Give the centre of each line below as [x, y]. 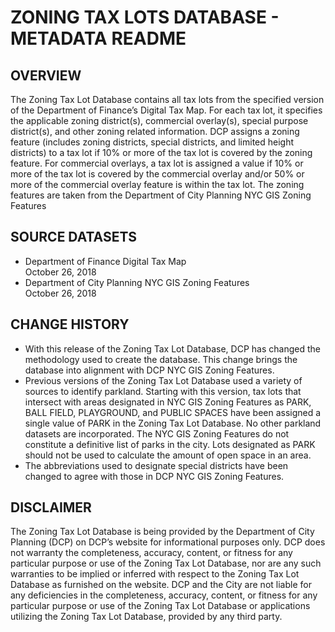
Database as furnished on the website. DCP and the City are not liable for [161, 585]
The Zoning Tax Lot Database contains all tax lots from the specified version [167, 99]
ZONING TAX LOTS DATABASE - [145, 17]
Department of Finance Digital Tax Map [105, 261]
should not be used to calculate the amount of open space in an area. [168, 455]
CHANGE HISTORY [70, 324]
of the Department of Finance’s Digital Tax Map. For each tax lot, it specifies [166, 110]
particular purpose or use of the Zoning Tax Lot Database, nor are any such [166, 563]
